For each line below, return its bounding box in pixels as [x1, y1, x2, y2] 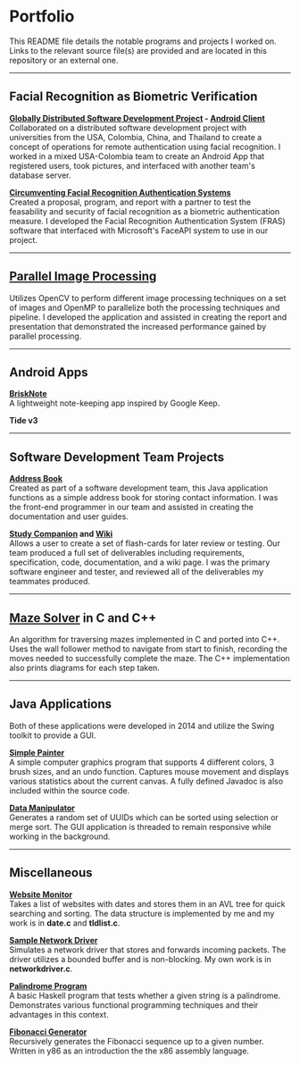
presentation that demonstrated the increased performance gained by [9, 321, 266, 331]
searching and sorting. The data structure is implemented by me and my [9, 908, 275, 918]
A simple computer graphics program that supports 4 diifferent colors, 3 [9, 757, 275, 767]
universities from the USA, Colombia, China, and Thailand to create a [9, 131, 262, 142]
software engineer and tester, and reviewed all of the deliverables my [9, 566, 263, 577]
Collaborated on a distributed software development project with [9, 122, 247, 133]
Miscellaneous [9, 865, 93, 881]
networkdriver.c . [9, 963, 73, 974]
